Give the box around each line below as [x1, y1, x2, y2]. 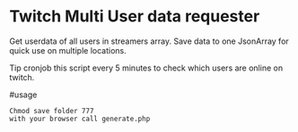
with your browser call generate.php [9, 114, 151, 123]
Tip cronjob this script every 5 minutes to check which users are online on [9, 62, 284, 73]
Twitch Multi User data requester [9, 6, 260, 27]
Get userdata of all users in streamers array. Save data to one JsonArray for [9, 36, 289, 46]
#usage [9, 89, 38, 100]
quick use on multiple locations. [9, 45, 127, 55]
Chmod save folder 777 [9, 106, 94, 115]
